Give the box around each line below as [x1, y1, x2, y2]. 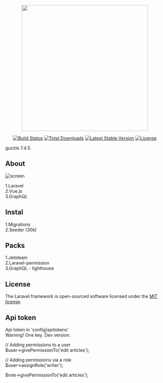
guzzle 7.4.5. [5, 145, 32, 151]
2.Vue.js [5, 188, 23, 194]
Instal [5, 208, 24, 217]
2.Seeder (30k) [5, 227, 37, 233]
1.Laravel [5, 182, 24, 188]
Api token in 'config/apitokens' [5, 327, 69, 333]
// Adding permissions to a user [5, 342, 71, 348]
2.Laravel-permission [5, 260, 49, 266]
